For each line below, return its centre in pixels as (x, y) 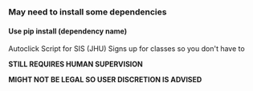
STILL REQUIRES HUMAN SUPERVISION (75, 64)
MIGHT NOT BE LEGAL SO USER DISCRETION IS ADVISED (105, 80)
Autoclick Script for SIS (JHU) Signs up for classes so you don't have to (126, 49)
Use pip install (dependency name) (67, 31)
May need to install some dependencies (88, 12)
